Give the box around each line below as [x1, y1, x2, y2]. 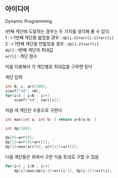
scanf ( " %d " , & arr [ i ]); [14, 98, 61, 103]
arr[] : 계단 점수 [5, 53, 38, 59]
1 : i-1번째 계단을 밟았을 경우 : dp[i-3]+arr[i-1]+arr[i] [5, 34, 114, 41]
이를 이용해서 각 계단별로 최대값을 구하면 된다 [5, 63, 93, 69]
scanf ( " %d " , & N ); [5, 89, 41, 93]
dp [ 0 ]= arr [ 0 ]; [5, 135, 35, 140]
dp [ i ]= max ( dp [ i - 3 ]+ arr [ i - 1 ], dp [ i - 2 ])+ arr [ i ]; [14, 168, 112, 173]
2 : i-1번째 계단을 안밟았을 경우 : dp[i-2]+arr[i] [5, 41, 99, 46]
